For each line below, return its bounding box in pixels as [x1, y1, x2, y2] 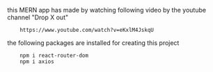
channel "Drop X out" [7, 13, 68, 21]
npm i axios [19, 58, 54, 65]
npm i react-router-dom [19, 52, 89, 59]
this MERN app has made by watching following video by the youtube [7, 6, 207, 14]
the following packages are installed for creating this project [7, 39, 180, 47]
